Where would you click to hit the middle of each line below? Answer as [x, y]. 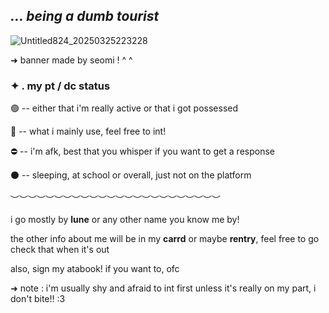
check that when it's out [60, 250]
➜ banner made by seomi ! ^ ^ [71, 60]
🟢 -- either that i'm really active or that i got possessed [124, 108]
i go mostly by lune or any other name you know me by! [125, 220]
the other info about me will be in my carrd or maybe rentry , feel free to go [165, 239]
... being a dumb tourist [85, 16]
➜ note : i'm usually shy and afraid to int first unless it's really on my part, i [163, 288]
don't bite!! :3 [38, 299]
